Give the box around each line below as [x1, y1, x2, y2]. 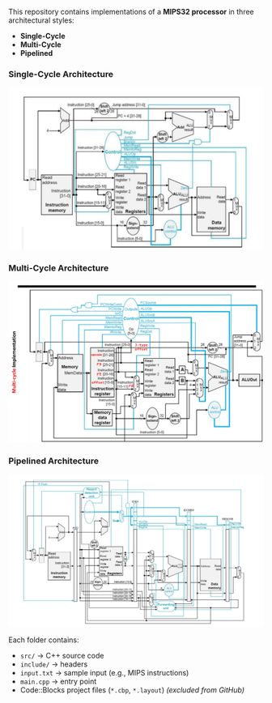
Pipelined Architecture [8, 455, 100, 467]
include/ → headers [19, 659, 88, 669]
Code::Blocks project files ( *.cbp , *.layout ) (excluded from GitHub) [19, 685, 245, 695]
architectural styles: [8, 15, 74, 25]
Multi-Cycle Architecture [8, 262, 109, 274]
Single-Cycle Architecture [8, 68, 114, 79]
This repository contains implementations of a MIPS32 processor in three [8, 7, 255, 16]
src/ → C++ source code [19, 651, 104, 661]
